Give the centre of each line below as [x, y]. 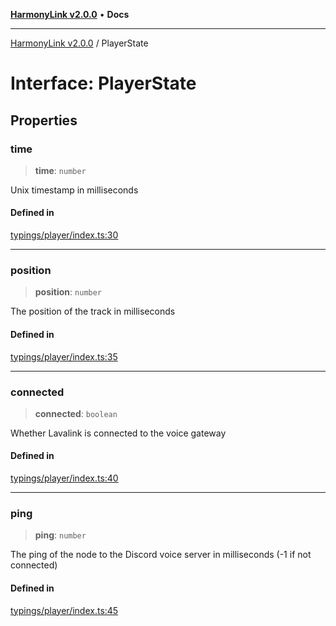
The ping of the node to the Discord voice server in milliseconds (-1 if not [161, 555]
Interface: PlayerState [103, 83]
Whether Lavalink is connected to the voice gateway [118, 433]
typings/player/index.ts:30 [64, 235]
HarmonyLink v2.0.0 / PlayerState [79, 43]
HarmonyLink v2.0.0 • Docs [70, 14]
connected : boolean [76, 413]
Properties [44, 120]
